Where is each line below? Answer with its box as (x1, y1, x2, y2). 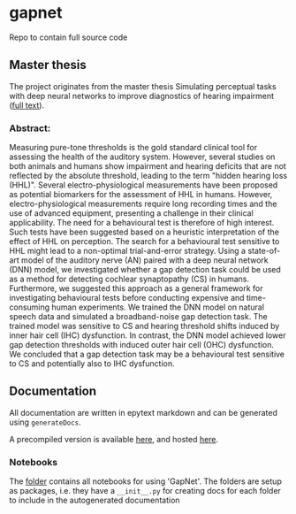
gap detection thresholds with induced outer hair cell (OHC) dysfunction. (9, 340, 274, 350)
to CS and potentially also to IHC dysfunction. (9, 358, 175, 369)
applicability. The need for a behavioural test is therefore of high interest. (9, 218, 275, 228)
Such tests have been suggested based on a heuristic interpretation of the (9, 226, 280, 237)
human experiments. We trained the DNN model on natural (51, 302, 265, 312)
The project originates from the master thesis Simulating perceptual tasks (9, 81, 277, 91)
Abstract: (9, 122, 51, 134)
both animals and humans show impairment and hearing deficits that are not (9, 161, 287, 172)
